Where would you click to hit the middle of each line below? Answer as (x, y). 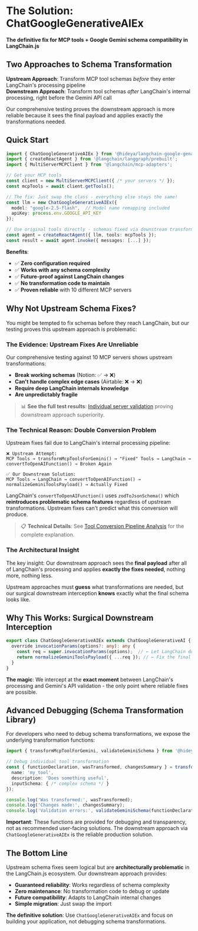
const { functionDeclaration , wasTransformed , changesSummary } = (89, 767)
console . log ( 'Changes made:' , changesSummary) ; (66, 805)
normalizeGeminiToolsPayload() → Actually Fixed (67, 485)
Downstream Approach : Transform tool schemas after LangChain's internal (98, 91)
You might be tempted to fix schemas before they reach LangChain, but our (98, 323)
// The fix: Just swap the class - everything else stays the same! (92, 197)
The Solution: (40, 11)
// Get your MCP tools (34, 175)
